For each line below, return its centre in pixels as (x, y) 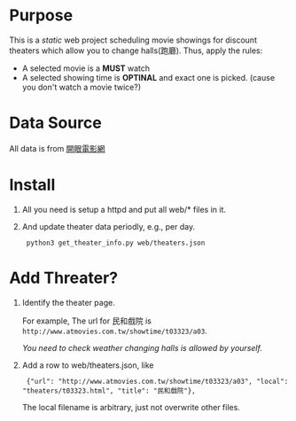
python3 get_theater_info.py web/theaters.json (116, 243)
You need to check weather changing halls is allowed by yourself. (142, 347)
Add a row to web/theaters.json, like (88, 365)
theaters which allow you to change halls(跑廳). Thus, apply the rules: (136, 51)
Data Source (55, 123)
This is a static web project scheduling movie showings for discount (133, 40)
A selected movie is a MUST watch (86, 68)
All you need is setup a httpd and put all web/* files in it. (124, 209)
